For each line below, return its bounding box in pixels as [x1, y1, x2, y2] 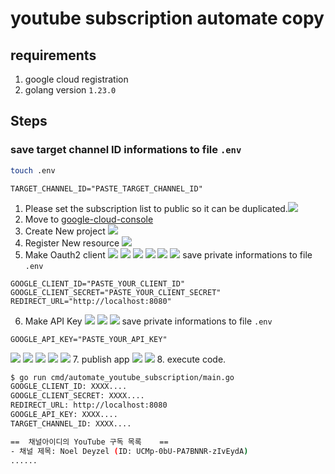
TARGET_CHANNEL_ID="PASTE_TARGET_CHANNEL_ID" [10, 183, 203, 194]
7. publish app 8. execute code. [72, 353, 227, 365]
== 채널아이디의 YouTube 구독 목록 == [10, 437, 169, 447]
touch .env [10, 165, 56, 176]
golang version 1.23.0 [24, 84, 117, 96]
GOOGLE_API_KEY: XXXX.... [10, 410, 118, 420]
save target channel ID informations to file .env [10, 143, 242, 157]
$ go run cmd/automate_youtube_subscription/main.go [10, 372, 235, 382]
